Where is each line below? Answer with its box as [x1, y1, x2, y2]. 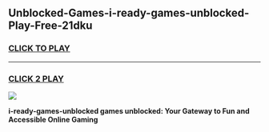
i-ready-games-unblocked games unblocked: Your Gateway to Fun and [8, 106, 250, 115]
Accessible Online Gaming [8, 114, 98, 124]
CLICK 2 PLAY [8, 73, 64, 84]
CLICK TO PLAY [8, 43, 70, 54]
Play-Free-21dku [8, 19, 93, 33]
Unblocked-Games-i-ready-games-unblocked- [8, 6, 250, 20]
